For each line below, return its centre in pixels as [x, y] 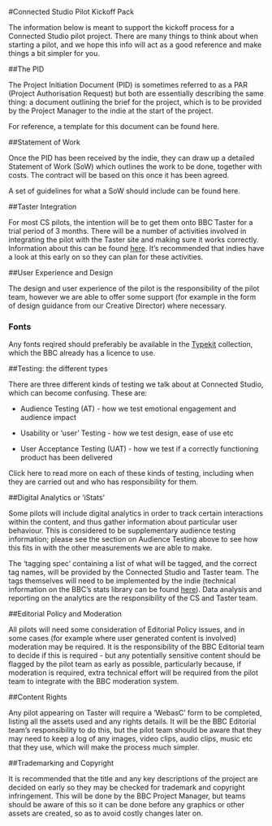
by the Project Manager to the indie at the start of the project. [111, 110]
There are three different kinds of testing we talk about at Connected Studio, [136, 384]
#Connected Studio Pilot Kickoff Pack [71, 12]
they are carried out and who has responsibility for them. [104, 482]
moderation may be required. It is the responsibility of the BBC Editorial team [136, 647]
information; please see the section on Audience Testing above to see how [133, 539]
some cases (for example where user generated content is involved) [123, 638]
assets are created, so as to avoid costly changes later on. [106, 813]
